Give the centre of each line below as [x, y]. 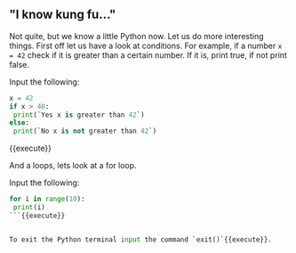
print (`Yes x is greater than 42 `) [79, 115]
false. [19, 64]
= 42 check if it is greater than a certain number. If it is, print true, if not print [148, 55]
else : [19, 123]
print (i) [29, 208]
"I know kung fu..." [63, 15]
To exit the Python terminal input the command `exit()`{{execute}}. [141, 240]
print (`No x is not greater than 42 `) [85, 131]
